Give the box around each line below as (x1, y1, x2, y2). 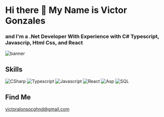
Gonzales (5, 15, 46, 26)
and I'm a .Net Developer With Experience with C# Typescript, (5, 33, 159, 40)
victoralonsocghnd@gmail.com (5, 106, 70, 112)
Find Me (5, 92, 31, 101)
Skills (5, 65, 23, 73)
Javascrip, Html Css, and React (5, 39, 83, 46)
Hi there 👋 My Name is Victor (5, 4, 127, 16)
